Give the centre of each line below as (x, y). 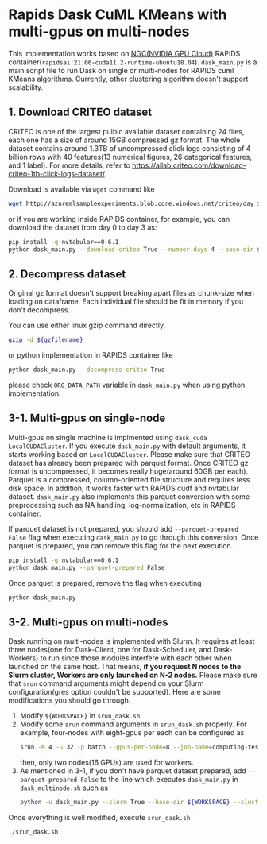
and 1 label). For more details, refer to (70, 165)
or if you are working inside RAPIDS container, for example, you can (119, 219)
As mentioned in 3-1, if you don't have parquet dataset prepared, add (133, 771)
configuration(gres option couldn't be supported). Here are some (114, 692)
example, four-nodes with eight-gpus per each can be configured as (132, 733)
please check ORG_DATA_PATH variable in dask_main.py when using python (127, 385)
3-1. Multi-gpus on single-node (87, 418)
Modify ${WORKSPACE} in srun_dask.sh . (81, 716)
